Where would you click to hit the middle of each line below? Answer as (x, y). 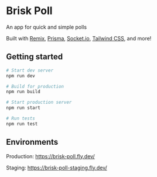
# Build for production (35, 86)
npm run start (23, 108)
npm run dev (21, 76)
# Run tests (21, 118)
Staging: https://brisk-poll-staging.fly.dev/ (57, 168)
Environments (32, 142)
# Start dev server (30, 70)
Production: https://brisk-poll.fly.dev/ (50, 156)
